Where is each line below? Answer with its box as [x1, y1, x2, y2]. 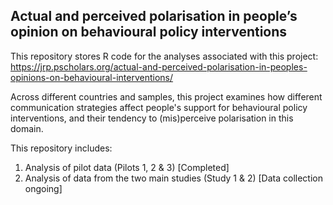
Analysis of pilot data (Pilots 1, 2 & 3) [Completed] [24, 161, 230, 173]
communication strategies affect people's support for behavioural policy [10, 101, 308, 113]
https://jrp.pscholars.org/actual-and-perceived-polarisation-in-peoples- [10, 60, 308, 73]
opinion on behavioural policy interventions [10, 24, 288, 41]
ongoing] [24, 182, 63, 194]
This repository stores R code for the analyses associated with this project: [10, 50, 319, 62]
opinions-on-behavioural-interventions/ [10, 71, 174, 83]
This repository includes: [10, 142, 113, 154]
